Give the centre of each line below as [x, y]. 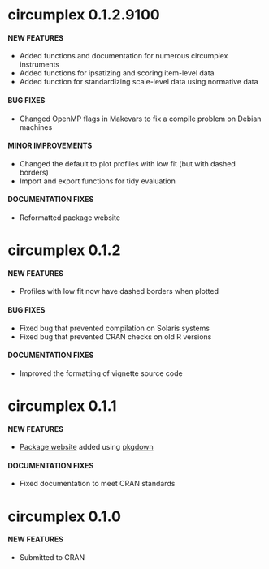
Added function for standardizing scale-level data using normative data [139, 82]
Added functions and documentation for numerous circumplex [124, 56]
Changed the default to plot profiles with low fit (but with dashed [128, 163]
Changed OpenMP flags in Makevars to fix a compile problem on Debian [140, 119]
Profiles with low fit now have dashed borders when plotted [119, 291]
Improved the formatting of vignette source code [101, 373]
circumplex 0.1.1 [62, 405]
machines [36, 127]
